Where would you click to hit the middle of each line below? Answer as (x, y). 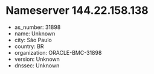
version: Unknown (37, 59)
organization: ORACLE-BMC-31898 (58, 52)
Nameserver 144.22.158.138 (77, 11)
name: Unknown (35, 33)
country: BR (29, 46)
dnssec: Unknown (37, 65)
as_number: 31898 (37, 27)
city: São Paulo (33, 40)
